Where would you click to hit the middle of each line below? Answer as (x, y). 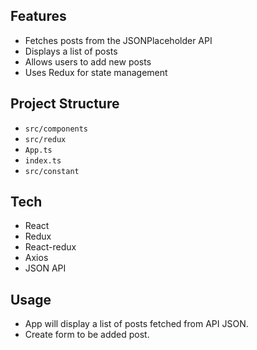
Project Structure (65, 104)
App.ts (38, 150)
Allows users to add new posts (88, 61)
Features (38, 16)
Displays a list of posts (71, 51)
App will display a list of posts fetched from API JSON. (136, 324)
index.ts (43, 160)
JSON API (45, 268)
